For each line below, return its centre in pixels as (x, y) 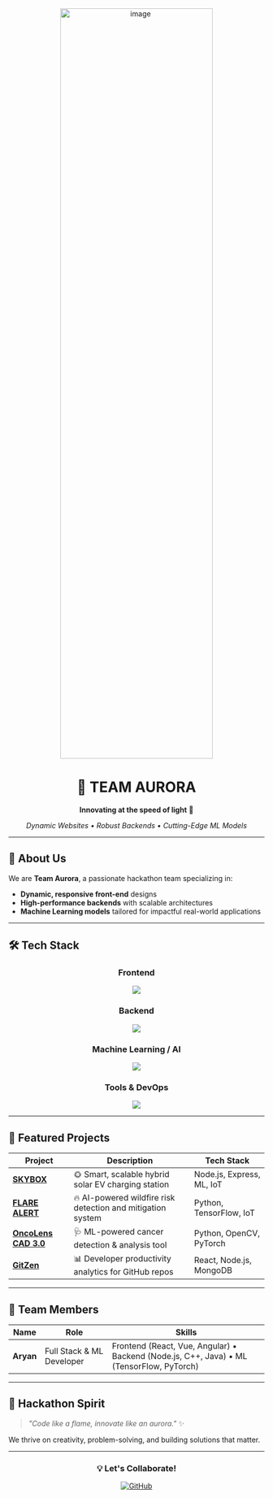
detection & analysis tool (120, 1245)
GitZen (26, 1265)
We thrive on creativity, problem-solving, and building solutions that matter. (134, 1439)
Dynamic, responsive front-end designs (88, 894)
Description (130, 1161)
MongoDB (213, 1270)
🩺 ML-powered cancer (119, 1232)
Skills (186, 1332)
